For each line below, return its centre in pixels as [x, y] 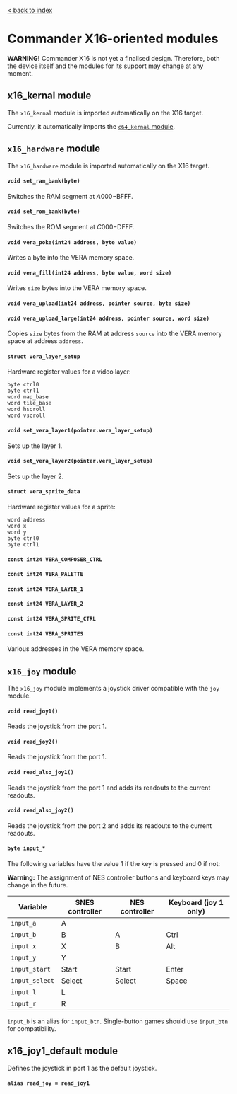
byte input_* [26, 848]
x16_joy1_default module [63, 1051]
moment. [20, 73]
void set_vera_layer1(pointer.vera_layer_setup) [80, 430]
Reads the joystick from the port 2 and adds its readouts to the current [110, 825]
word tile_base [30, 403]
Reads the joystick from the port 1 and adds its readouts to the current [109, 788]
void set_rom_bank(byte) [44, 212]
